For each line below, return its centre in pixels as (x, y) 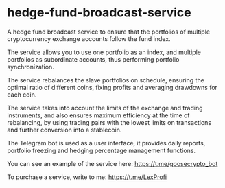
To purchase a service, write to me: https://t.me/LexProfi (87, 177)
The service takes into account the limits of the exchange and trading (105, 108)
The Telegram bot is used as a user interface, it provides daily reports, (106, 143)
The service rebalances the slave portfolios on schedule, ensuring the (106, 80)
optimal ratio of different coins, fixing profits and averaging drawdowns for (113, 87)
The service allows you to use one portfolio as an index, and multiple (104, 52)
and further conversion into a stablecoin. (64, 130)
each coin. (22, 95)
